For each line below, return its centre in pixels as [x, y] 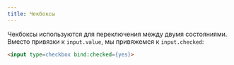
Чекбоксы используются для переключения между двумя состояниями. [117, 34]
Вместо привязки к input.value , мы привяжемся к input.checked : [106, 41]
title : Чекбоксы [31, 14]
